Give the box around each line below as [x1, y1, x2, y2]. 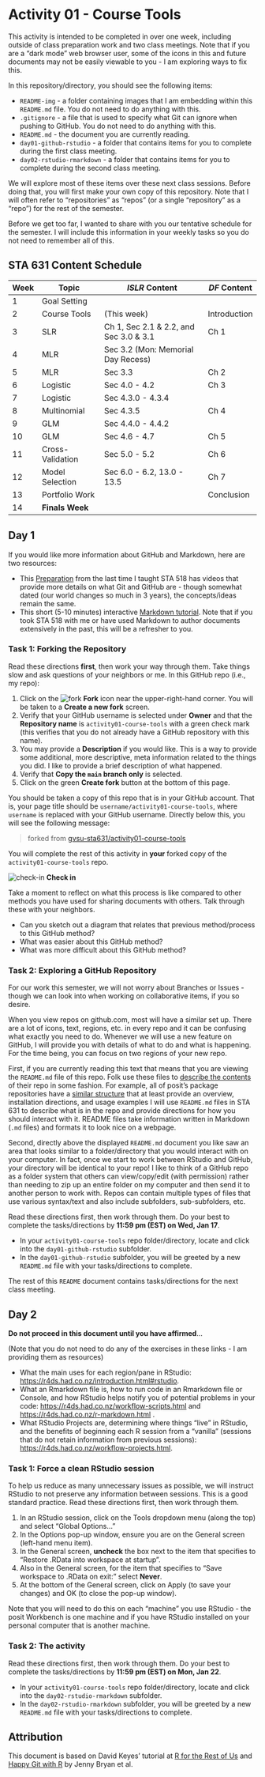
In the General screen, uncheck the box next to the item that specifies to [19, 1547, 256, 1556]
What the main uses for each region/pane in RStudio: [19, 1368, 192, 1377]
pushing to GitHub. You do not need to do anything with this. [19, 121, 217, 130]
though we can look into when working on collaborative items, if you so [8, 991, 240, 1001]
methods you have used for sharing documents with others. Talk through [8, 896, 244, 906]
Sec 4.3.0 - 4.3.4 [103, 392, 170, 403]
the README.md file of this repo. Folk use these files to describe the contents [8, 1073, 252, 1082]
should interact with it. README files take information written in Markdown [8, 1115, 250, 1124]
